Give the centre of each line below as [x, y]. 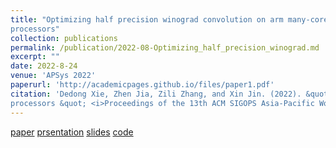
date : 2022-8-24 [44, 66]
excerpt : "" [35, 57]
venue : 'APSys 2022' [53, 76]
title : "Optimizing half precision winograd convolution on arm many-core [169, 19]
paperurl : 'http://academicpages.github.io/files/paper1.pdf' [142, 85]
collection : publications [64, 38]
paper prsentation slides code [72, 132]
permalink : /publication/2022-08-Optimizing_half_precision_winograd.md [165, 47]
